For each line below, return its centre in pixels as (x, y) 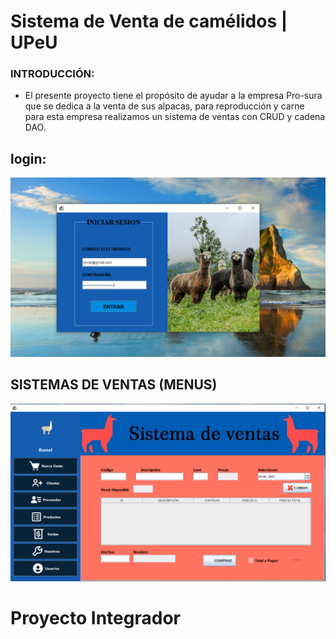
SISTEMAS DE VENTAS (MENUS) (114, 385)
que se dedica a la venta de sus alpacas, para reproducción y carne (164, 106)
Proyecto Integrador (95, 618)
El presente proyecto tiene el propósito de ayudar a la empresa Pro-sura (173, 96)
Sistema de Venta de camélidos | (149, 21)
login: (28, 158)
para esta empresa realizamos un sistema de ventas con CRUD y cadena (175, 117)
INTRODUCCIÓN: (52, 74)
